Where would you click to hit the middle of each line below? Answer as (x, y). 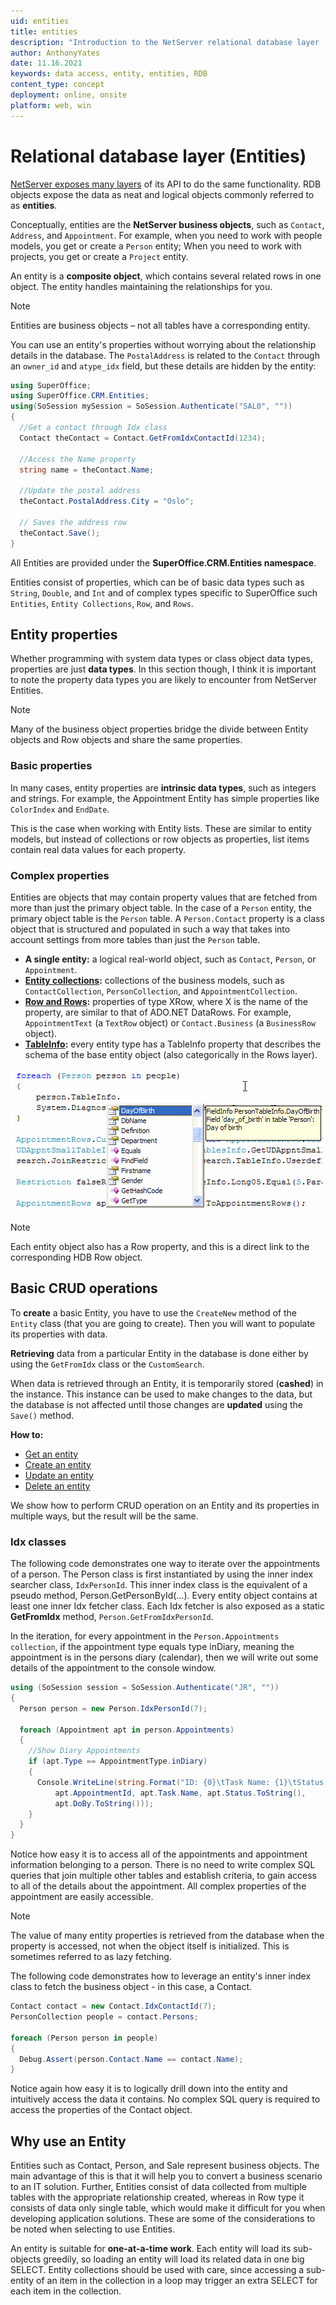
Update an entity (59, 1475)
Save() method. (42, 1415)
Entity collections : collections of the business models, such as (154, 980)
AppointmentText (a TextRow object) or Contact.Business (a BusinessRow (170, 1022)
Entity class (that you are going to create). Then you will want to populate (163, 1323)
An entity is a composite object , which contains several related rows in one (166, 276)
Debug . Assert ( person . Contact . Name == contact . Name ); (131, 2059)
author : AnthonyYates (55, 53)
